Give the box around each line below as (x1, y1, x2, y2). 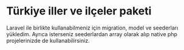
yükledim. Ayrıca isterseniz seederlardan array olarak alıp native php (6, 30, 178, 37)
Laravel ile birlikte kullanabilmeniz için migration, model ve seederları (6, 24, 179, 31)
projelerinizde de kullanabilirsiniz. (6, 37, 90, 44)
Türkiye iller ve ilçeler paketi (6, 4, 152, 18)
